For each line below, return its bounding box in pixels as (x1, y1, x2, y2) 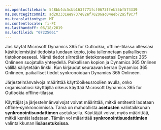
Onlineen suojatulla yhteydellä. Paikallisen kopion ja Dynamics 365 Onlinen (5, 60, 157, 65)
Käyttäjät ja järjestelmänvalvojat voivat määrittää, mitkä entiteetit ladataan (5, 99, 154, 105)
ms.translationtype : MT (5, 16, 54, 21)
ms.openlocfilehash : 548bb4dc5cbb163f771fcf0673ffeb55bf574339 (5, 7, 138, 12)
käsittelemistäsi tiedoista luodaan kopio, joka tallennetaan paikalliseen (5, 49, 147, 55)
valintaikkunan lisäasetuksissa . (5, 120, 69, 126)
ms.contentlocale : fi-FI (5, 21, 56, 26)
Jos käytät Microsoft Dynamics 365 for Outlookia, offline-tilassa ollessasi (5, 44, 154, 49)
